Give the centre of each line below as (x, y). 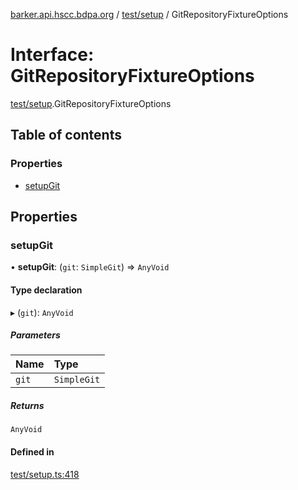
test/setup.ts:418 (45, 474)
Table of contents (66, 135)
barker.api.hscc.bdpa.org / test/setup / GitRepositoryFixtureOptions (149, 14)
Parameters (35, 335)
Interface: (52, 55)
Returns (27, 406)
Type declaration (46, 290)
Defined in (32, 452)
